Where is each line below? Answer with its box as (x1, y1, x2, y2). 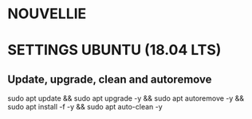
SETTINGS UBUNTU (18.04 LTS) (7, 41, 222, 59)
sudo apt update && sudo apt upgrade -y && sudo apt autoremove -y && (7, 94, 245, 103)
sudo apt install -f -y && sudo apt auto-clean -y (7, 102, 163, 112)
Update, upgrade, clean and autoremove (7, 72, 212, 86)
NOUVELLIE (7, 5, 87, 23)
